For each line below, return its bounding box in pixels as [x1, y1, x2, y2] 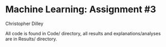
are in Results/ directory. [5, 36, 58, 42]
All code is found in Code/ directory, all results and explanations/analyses [5, 30, 161, 36]
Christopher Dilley [5, 20, 44, 27]
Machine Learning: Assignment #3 [5, 4, 156, 15]
